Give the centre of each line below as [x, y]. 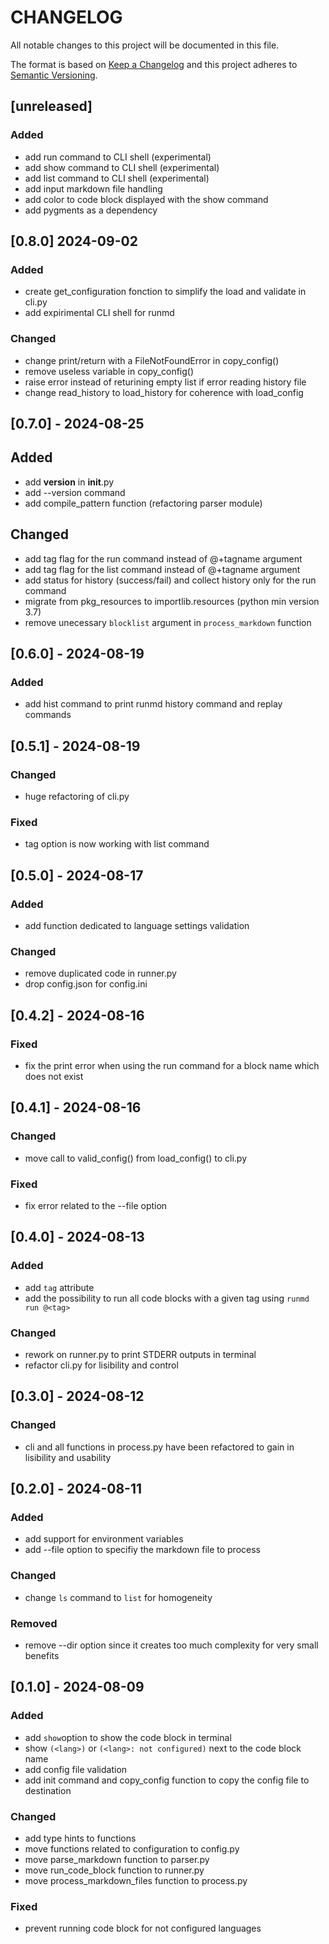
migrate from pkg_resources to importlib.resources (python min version [172, 601]
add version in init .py [69, 482]
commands [48, 715]
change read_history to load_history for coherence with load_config [164, 392]
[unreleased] [51, 106]
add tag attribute [59, 1287]
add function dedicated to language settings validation [137, 925]
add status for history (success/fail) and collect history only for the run [170, 580]
